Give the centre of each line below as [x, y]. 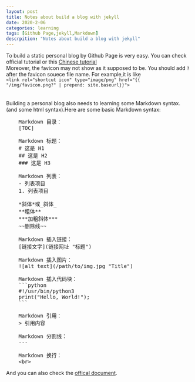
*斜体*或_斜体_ [38, 204]
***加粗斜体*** [38, 219]
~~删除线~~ [33, 226]
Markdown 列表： [40, 176]
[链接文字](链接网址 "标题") [55, 247]
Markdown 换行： [40, 355]
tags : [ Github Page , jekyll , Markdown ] [52, 33]
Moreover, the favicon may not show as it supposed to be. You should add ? [98, 68]
